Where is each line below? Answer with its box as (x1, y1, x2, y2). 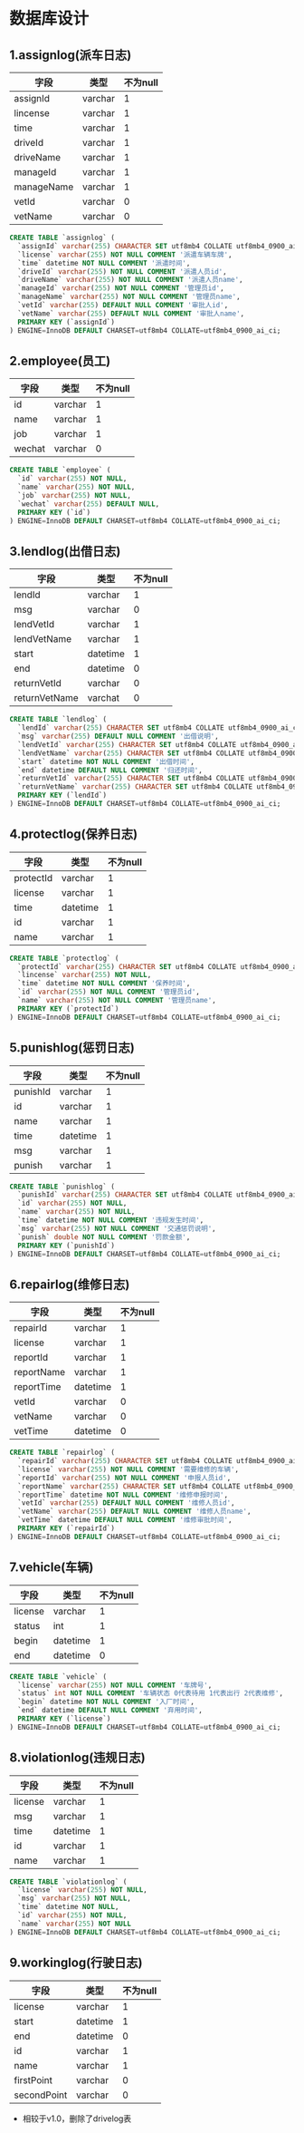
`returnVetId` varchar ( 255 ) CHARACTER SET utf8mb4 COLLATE (17, 774, 245, 783)
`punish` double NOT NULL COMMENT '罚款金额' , (17, 1232, 191, 1242)
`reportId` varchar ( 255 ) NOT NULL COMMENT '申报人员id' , (17, 1473, 232, 1482)
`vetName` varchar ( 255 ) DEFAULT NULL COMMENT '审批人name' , (17, 309, 245, 318)
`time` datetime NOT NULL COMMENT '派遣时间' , (17, 258, 191, 267)
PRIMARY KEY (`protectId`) (17, 1003, 119, 1013)
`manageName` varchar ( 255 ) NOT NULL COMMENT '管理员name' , (17, 292, 242, 302)
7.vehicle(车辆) (9, 1560, 94, 1576)
